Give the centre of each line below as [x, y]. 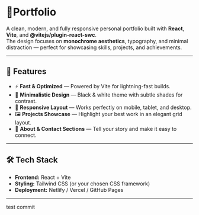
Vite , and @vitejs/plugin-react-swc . [51, 34]
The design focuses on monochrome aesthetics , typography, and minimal [97, 41]
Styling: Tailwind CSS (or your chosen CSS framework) [82, 184]
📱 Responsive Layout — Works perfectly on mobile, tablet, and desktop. [103, 107]
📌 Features [26, 71]
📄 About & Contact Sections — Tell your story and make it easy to [96, 129]
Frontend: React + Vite [43, 177]
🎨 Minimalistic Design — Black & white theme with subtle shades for [99, 95]
